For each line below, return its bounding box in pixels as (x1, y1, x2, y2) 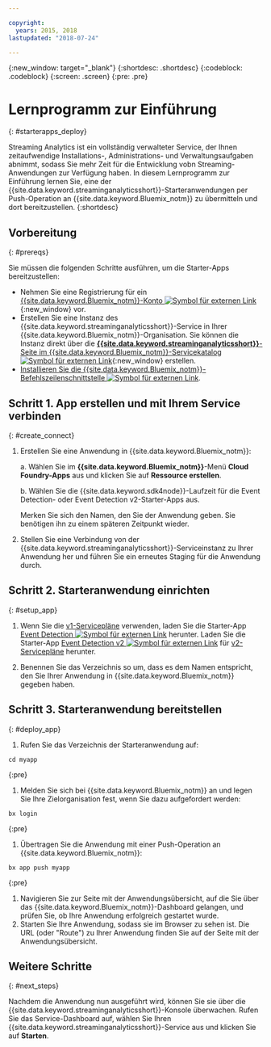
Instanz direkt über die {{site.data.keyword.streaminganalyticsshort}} (19, 338, 260, 348)
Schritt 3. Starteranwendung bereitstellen (8, 703, 223, 717)
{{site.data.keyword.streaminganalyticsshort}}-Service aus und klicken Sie (8, 1023, 256, 1032)
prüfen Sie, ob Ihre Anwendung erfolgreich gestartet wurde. (19, 910, 219, 920)
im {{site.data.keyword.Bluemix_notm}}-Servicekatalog (39, 347, 222, 357)
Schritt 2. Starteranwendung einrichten (8, 583, 211, 598)
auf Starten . (8, 1031, 49, 1041)
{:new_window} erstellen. (111, 356, 196, 366)
